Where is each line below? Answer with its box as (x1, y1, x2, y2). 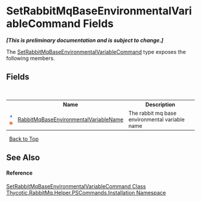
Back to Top (8, 136, 39, 142)
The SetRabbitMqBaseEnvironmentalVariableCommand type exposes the (6, 48, 187, 55)
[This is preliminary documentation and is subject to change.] (6, 36, 163, 44)
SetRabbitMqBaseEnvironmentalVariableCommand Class (6, 182, 147, 189)
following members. (6, 54, 55, 62)
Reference (6, 169, 33, 176)
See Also (6, 152, 40, 163)
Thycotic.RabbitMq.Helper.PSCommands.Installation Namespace (6, 189, 166, 196)
